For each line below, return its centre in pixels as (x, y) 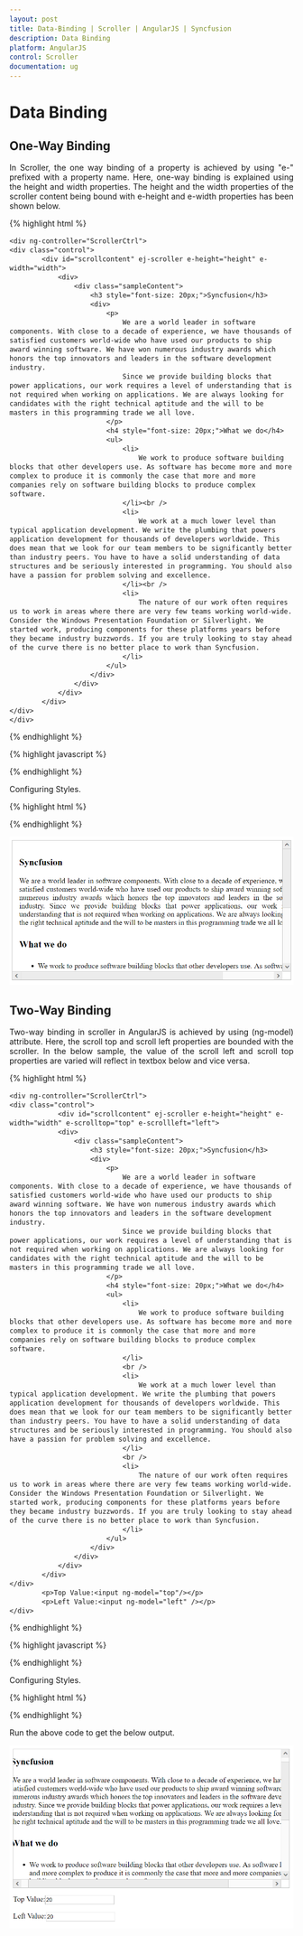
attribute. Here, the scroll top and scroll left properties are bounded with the (151, 1042)
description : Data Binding (60, 38)
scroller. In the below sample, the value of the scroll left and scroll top (151, 1052)
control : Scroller (44, 57)
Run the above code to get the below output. (92, 1733)
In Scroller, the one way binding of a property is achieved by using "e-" (151, 168)
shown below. (35, 206)
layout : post (34, 19)
